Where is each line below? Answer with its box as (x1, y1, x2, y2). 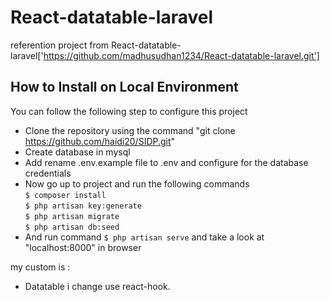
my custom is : (10, 261, 71, 273)
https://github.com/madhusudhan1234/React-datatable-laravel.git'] (43, 49, 320, 61)
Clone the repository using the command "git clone (24, 124, 236, 136)
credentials (24, 167, 72, 179)
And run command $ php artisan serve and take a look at (24, 231, 265, 243)
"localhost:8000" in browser (24, 241, 142, 253)
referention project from (10, 39, 110, 51)
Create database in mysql (24, 146, 131, 158)
